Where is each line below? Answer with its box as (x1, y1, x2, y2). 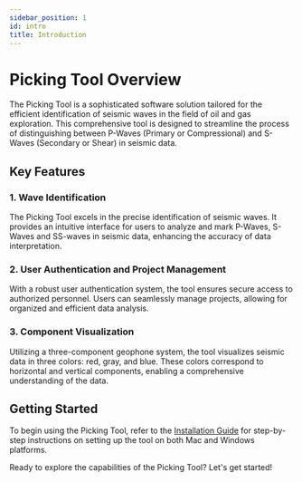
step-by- (252, 425, 287, 436)
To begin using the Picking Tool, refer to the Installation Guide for (9, 425, 251, 436)
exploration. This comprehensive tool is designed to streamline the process (9, 119, 289, 130)
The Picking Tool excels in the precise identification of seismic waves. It (9, 212, 278, 222)
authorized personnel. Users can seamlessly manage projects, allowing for (9, 294, 288, 304)
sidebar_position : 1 (9, 13, 88, 23)
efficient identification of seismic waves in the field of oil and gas (9, 109, 251, 120)
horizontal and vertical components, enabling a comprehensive (9, 365, 244, 376)
